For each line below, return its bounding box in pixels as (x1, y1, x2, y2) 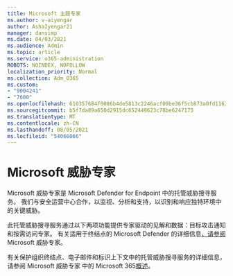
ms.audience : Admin (7, 42, 64, 49)
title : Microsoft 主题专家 (7, 10, 81, 17)
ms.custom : (7, 81, 39, 88)
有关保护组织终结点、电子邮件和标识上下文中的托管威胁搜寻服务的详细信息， (7, 253, 226, 261)
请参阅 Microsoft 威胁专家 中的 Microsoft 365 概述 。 (7, 261, 155, 270)
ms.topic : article (7, 49, 60, 56)
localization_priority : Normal (7, 68, 98, 75)
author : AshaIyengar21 (7, 23, 73, 30)
